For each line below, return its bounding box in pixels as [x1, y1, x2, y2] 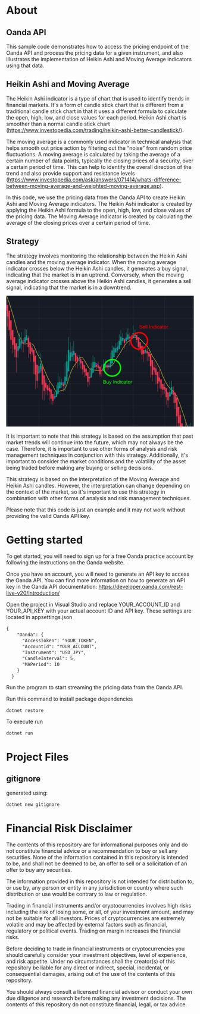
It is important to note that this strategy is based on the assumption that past [6, 432, 193, 439]
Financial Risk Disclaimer [6, 821, 133, 835]
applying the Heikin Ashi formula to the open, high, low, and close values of [6, 206, 191, 214]
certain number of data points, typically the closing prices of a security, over [6, 157, 194, 164]
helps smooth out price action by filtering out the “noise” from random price [6, 144, 192, 152]
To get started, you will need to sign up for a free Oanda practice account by [6, 552, 194, 560]
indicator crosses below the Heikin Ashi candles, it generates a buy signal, [6, 265, 189, 272]
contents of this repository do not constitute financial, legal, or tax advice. [6, 1001, 187, 1008]
